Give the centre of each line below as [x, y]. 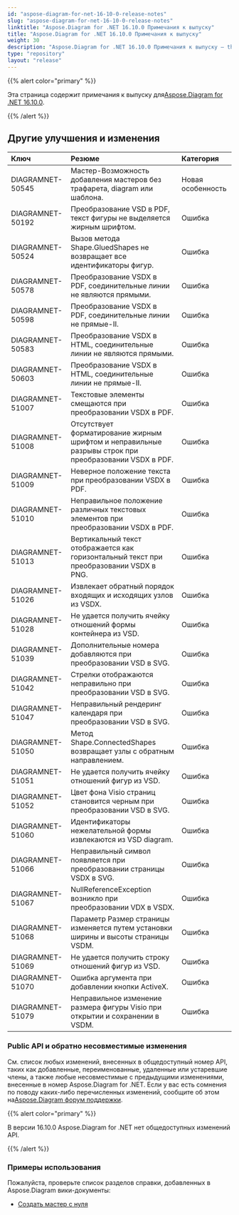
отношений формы [103, 624]
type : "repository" [36, 54]
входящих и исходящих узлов [122, 595]
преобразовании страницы [118, 869]
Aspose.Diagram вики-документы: [59, 1190]
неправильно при [101, 683]
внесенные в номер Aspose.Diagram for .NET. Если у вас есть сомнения [117, 1084]
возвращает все [99, 256]
